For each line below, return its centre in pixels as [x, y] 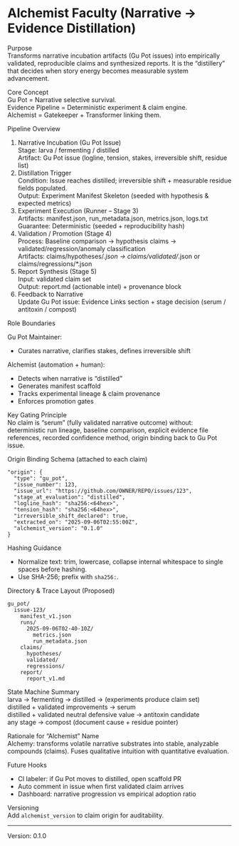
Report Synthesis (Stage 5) [57, 271]
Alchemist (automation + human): [56, 365]
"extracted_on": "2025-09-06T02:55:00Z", [76, 522]
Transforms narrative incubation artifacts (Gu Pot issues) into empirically [114, 56]
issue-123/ [30, 610]
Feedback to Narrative [51, 294]
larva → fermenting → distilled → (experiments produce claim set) [104, 699]
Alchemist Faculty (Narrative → [102, 13]
